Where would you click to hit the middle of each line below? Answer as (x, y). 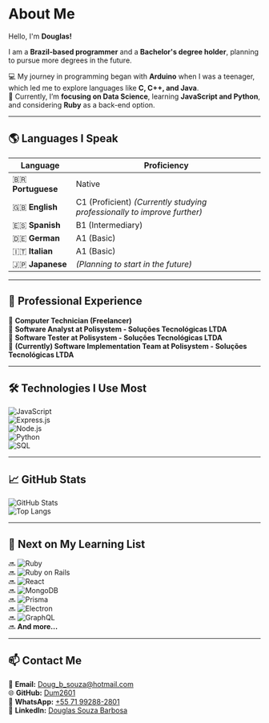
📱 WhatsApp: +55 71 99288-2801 (64, 701)
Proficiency (167, 165)
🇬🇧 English (35, 207)
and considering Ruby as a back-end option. (82, 104)
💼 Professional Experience (75, 301)
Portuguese (35, 189)
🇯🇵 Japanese (40, 264)
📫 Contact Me (45, 661)
